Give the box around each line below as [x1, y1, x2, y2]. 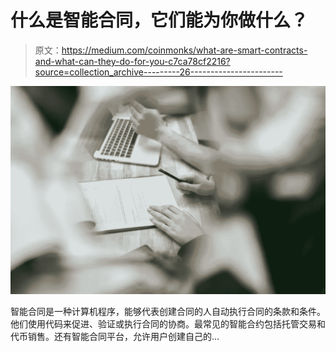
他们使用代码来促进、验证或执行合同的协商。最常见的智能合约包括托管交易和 [10, 317, 326, 330]
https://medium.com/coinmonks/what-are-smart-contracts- [61, 44, 308, 56]
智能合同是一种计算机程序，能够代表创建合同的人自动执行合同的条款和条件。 [10, 305, 326, 317]
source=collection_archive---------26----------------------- [34, 66, 283, 78]
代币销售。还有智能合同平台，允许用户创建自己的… [10, 330, 220, 342]
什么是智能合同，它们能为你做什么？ [10, 9, 309, 32]
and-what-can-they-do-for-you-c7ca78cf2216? [34, 55, 231, 67]
